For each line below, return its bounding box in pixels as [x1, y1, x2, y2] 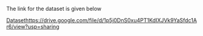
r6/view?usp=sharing [6, 23, 59, 30]
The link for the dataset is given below [6, 5, 102, 12]
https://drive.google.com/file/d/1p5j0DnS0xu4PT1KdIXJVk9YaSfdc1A [25, 17, 197, 23]
